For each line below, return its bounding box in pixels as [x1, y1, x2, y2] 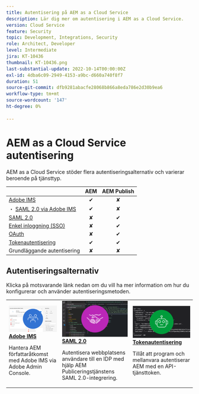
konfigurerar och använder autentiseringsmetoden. [6, 288, 131, 295]
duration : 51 [6, 78, 38, 84]
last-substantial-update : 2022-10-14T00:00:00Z [6, 66, 126, 72]
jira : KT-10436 [6, 53, 44, 59]
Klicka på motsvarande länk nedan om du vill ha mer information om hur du [6, 282, 190, 289]
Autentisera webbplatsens [62, 349, 126, 356]
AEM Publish [102, 188, 134, 195]
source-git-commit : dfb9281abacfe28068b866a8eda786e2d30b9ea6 [6, 85, 163, 91]
